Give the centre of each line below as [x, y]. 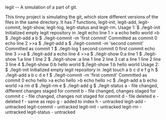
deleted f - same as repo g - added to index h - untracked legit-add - [76, 101]
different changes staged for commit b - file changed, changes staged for [81, 91]
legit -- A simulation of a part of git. [41, 7]
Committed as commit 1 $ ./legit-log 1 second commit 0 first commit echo [80, 49]
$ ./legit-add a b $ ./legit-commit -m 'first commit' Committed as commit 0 [81, 38]
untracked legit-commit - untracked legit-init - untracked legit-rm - [74, 107]
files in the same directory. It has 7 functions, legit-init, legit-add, [71, 22]
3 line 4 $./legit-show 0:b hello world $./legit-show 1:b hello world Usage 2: [82, 64]
